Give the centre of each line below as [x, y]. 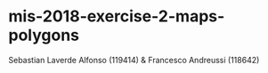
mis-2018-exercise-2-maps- [117, 16]
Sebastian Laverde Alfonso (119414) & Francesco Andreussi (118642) [134, 60]
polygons [44, 35]
